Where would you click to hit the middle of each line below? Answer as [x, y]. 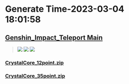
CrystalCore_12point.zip [34, 62]
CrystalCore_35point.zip [35, 76]
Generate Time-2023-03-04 [65, 9]
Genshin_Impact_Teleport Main [54, 38]
